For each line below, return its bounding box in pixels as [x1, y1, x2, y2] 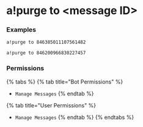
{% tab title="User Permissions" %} [6, 101, 97, 109]
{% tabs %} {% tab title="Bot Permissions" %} [6, 78, 123, 85]
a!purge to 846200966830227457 [6, 50, 86, 56]
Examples [6, 26, 37, 34]
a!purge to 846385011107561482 [6, 39, 86, 46]
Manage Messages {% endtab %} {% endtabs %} [15, 114, 134, 121]
